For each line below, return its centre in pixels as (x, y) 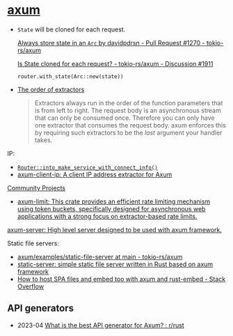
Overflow (30, 286)
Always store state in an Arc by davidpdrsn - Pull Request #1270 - (111, 43)
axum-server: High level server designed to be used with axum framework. (115, 229)
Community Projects (37, 188)
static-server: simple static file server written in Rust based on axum (115, 264)
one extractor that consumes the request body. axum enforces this (130, 125)
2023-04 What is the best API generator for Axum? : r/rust (101, 325)
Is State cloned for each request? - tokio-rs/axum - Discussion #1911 (115, 63)
